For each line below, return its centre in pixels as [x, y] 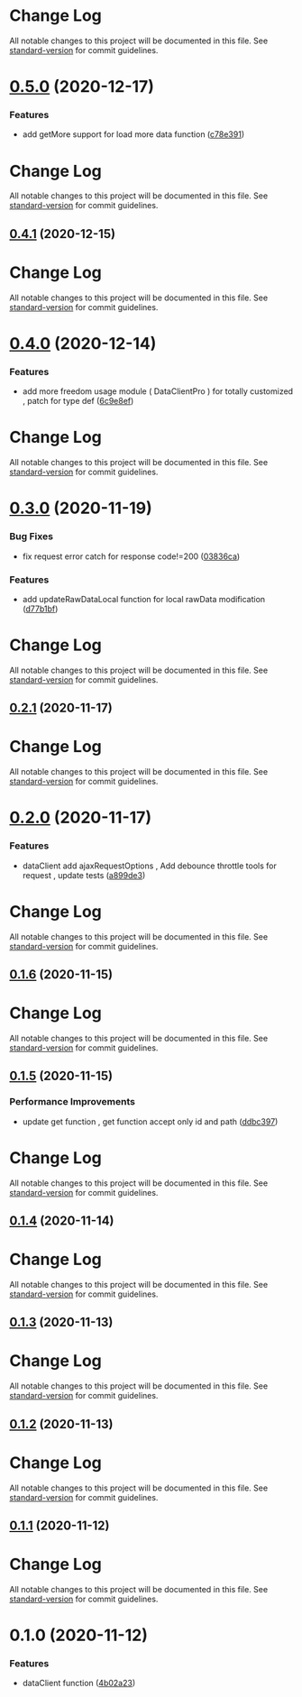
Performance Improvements [73, 1102]
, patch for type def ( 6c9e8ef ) [78, 401]
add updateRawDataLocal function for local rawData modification [144, 599]
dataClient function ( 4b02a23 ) [79, 1683]
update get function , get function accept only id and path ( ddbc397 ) [150, 1121]
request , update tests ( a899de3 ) [84, 875]
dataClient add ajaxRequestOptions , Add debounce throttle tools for [149, 866]
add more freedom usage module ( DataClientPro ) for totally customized [158, 391]
